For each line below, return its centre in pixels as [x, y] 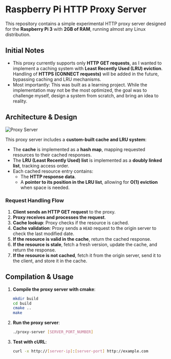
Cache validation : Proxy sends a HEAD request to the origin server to [84, 228]
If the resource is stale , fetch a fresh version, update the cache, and [85, 244]
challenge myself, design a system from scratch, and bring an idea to [85, 95]
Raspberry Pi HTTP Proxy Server [76, 9]
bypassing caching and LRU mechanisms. [57, 79]
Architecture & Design [41, 117]
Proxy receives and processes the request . [59, 217]
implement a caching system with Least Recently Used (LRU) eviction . [88, 68]
